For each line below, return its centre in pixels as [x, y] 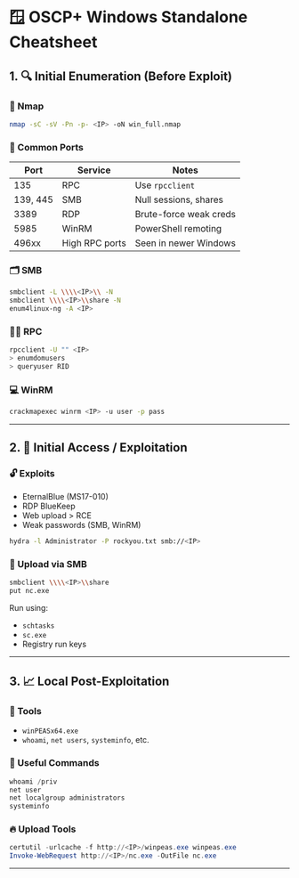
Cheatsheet [53, 42]
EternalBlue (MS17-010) [65, 496]
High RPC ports [94, 243]
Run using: [29, 607]
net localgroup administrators [67, 798]
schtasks [38, 626]
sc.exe [34, 635]
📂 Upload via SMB [48, 564]
